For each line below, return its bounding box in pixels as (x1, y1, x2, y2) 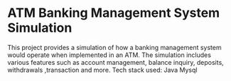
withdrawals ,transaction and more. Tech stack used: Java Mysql (7, 66, 198, 74)
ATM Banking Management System (7, 5, 220, 21)
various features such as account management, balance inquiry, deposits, (7, 58, 224, 66)
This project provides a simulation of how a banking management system (7, 43, 222, 51)
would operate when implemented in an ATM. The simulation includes (7, 51, 212, 59)
